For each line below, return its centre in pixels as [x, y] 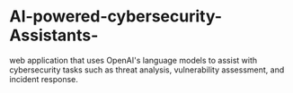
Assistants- [54, 35]
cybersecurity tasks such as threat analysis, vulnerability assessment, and [147, 70]
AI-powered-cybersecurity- [116, 17]
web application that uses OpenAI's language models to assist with [133, 60]
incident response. [44, 79]
